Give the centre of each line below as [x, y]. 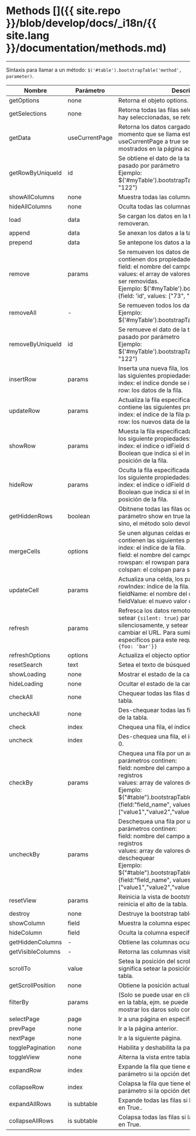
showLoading [28, 674]
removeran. [134, 223]
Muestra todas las [143, 197]
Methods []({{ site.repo [63, 11]
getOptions [24, 100]
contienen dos [138, 259]
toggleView [24, 1057]
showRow [22, 446]
